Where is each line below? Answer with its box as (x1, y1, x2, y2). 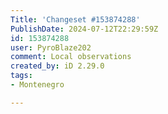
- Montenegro (10, 80, 65, 90)
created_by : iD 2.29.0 (10, 61, 105, 71)
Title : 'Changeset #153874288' (10, 14, 141, 25)
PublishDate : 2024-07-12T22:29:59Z (10, 24, 159, 34)
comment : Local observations (10, 52, 132, 62)
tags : (10, 71, 33, 81)
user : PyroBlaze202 (10, 42, 92, 53)
